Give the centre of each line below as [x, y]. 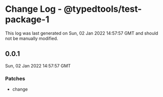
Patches [15, 78]
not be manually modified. [32, 38]
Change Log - [34, 9]
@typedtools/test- [103, 9]
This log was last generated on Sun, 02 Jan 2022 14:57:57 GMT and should [82, 33]
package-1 [27, 19]
